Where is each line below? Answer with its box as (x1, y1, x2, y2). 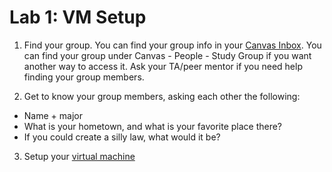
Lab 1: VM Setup (9, 6, 147, 29)
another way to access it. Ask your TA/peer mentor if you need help (23, 60, 303, 72)
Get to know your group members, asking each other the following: (23, 90, 301, 102)
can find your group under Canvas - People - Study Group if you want (23, 49, 312, 61)
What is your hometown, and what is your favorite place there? (23, 120, 283, 132)
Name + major (23, 109, 83, 121)
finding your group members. (23, 71, 145, 83)
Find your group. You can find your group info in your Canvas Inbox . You (23, 39, 322, 51)
